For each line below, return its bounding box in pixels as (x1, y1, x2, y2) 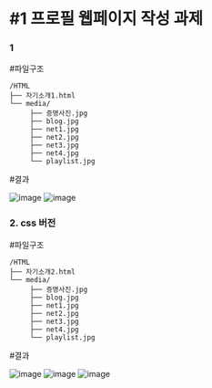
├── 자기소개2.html (9, 267, 76, 277)
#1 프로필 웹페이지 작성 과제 (9, 8, 204, 29)
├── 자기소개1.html (9, 91, 76, 100)
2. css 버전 (9, 216, 56, 229)
